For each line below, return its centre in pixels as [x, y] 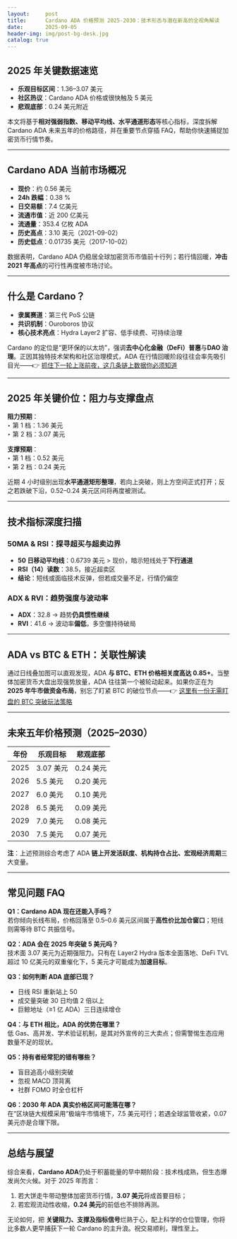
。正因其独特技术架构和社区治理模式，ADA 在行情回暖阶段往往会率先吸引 [120, 356]
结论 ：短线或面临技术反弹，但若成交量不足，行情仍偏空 [98, 578]
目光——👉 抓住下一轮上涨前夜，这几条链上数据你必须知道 [92, 365]
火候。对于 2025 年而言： [63, 1180]
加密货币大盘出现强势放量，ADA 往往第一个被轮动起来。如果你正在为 [113, 682]
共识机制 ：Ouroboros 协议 [55, 324]
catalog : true [28, 40]
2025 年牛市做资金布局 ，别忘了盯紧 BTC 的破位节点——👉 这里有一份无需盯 [118, 691]
